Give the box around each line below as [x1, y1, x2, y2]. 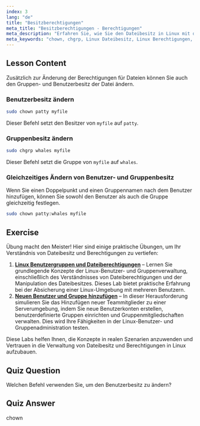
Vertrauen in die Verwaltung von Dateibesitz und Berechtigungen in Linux [6, 342, 186, 349]
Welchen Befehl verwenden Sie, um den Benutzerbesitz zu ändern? [6, 381, 171, 388]
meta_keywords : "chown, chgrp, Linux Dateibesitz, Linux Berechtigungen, [6, 36, 193, 42]
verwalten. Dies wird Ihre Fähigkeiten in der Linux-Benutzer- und [14, 318, 174, 325]
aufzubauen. [6, 348, 37, 355]
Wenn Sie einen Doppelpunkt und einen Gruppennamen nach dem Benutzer [6, 187, 192, 194]
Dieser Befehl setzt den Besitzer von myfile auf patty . [6, 119, 139, 127]
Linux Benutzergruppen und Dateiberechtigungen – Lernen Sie [14, 261, 173, 268]
